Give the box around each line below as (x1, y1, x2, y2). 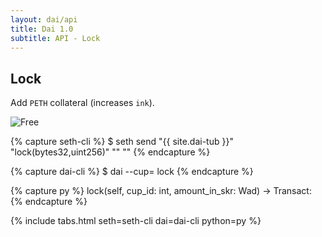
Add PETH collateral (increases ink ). (10, 97, 155, 109)
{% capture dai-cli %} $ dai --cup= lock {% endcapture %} (10, 166, 254, 178)
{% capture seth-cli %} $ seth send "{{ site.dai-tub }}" (10, 136, 234, 148)
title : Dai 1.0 (10, 24, 74, 34)
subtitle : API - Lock (10, 33, 101, 43)
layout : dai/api (10, 14, 78, 25)
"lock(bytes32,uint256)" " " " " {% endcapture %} (10, 146, 211, 158)
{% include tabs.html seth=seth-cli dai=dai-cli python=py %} (10, 215, 262, 227)
